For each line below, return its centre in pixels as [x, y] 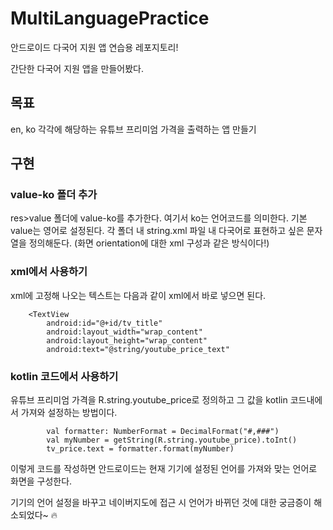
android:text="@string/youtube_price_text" [138, 349]
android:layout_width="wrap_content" [124, 332]
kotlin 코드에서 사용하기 [64, 376]
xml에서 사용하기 [49, 272]
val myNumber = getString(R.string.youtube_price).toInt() [172, 440]
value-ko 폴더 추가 [54, 195]
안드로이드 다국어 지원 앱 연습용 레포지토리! [94, 47]
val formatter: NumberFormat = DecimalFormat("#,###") [163, 432]
